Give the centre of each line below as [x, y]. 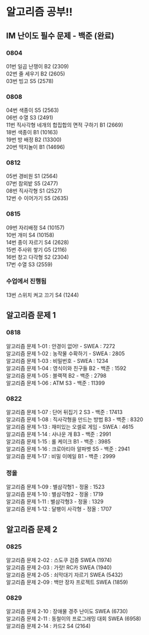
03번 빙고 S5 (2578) [30, 81]
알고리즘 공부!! [39, 12]
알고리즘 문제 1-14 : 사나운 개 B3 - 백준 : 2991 [59, 434]
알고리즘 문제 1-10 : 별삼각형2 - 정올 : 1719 [55, 494]
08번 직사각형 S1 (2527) [34, 191]
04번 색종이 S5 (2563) [32, 110]
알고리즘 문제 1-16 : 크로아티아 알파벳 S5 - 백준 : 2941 [68, 449]
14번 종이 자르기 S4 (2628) [38, 242]
